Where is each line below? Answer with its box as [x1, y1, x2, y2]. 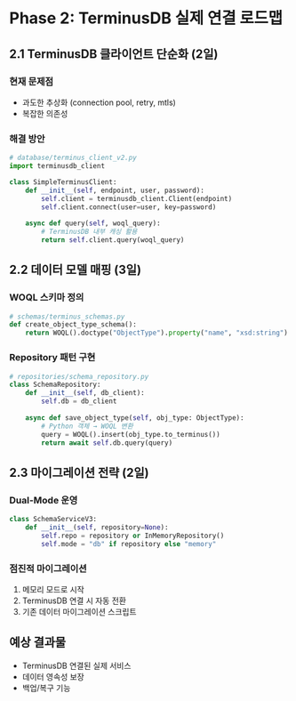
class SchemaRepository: [9, 380, 101, 390]
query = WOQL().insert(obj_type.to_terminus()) [41, 430, 220, 439]
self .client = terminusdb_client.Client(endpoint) [41, 194, 233, 203]
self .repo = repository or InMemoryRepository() [41, 531, 225, 540]
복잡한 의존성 [21, 108, 68, 118]
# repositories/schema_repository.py [9, 372, 149, 381]
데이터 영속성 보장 [21, 671, 84, 681]
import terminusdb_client [9, 162, 105, 171]
